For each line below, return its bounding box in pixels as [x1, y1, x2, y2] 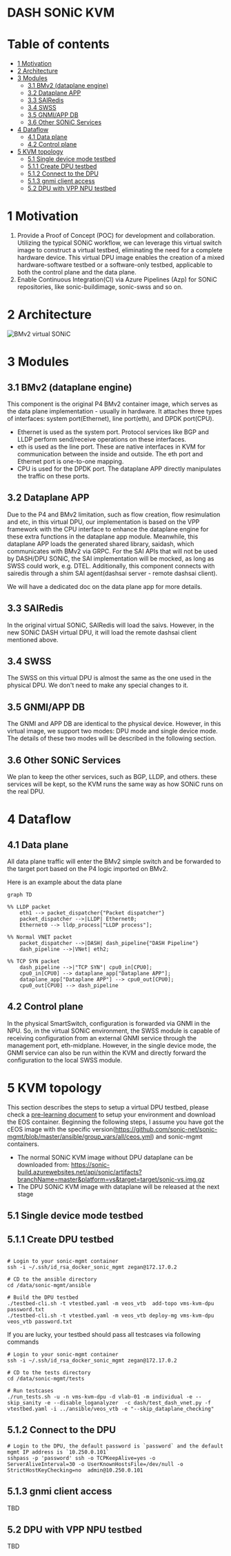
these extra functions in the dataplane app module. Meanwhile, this [7, 532, 199, 541]
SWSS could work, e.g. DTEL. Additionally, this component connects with [7, 561, 215, 570]
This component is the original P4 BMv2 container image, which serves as [7, 400, 219, 408]
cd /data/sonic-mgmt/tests [7, 1376, 85, 1382]
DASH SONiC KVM [7, 5, 115, 21]
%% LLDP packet [7, 903, 51, 910]
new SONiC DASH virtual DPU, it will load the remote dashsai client [7, 628, 197, 637]
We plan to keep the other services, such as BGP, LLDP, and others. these [7, 773, 217, 781]
